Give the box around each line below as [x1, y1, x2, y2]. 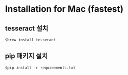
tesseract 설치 [5, 24, 49, 32]
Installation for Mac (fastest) [5, 3, 124, 15]
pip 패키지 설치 [5, 52, 48, 60]
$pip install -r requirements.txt [5, 65, 76, 70]
